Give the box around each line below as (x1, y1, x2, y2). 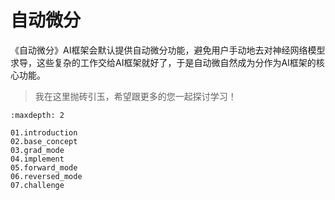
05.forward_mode (10, 162, 78, 173)
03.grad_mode (10, 145, 65, 155)
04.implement (10, 154, 65, 164)
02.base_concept (10, 136, 78, 146)
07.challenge (10, 180, 65, 190)
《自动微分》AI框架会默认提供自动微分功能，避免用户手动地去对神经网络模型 (10, 44, 326, 56)
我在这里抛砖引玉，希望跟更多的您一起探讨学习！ (34, 90, 237, 102)
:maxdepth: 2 (10, 110, 65, 120)
